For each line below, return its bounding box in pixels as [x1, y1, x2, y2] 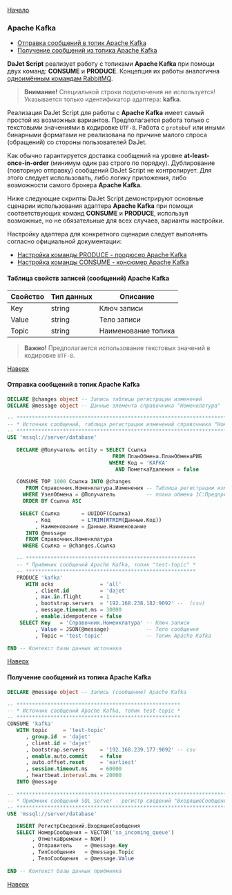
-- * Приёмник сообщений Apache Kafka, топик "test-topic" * [16, 562, 196, 568]
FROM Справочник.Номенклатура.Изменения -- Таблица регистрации [25, 485, 215, 492]
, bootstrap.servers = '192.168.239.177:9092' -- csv [25, 746, 196, 753]
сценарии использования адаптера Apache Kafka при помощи [7, 202, 193, 210]
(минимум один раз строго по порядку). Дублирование [50, 159, 215, 167]
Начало [7, 6, 30, 14]
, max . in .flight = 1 [35, 593, 110, 600]
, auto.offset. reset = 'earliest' [25, 759, 137, 766]
